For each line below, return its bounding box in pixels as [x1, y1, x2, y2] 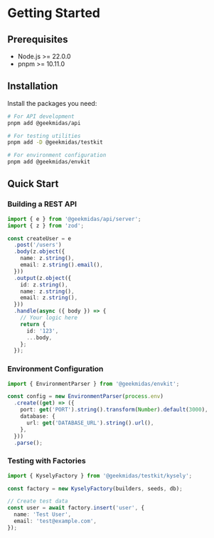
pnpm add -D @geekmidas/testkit [7, 139, 103, 146]
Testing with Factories [7, 456, 87, 466]
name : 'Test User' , [14, 511, 72, 518]
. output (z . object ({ [14, 274, 72, 281]
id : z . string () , [20, 281, 69, 289]
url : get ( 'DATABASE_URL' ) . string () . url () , [26, 419, 154, 426]
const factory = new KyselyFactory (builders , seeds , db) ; [7, 485, 183, 492]
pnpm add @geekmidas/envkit [7, 158, 91, 166]
